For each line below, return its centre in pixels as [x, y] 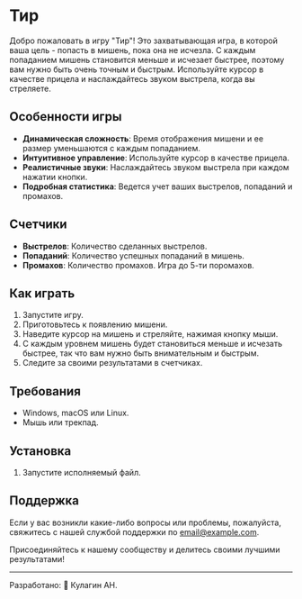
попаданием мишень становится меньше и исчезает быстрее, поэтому [147, 59]
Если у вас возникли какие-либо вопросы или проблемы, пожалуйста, [145, 522]
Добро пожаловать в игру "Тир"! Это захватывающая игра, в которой [144, 41]
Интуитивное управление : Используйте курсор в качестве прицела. [156, 158]
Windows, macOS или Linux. [75, 413]
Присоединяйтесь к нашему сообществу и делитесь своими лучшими [145, 549]
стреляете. [30, 88]
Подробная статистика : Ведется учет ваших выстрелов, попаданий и [157, 186]
